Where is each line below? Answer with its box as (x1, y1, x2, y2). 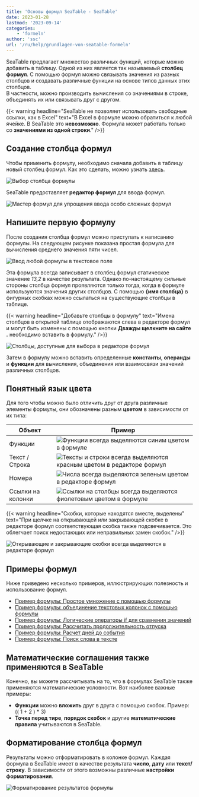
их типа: (6, 412, 27, 419)
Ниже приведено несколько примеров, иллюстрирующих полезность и (6, 580, 188, 587)
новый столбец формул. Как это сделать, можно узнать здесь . (6, 166, 165, 173)
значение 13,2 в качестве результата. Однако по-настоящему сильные (6, 275, 187, 282)
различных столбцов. (6, 366, 60, 374)
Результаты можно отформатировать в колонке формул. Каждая (6, 754, 171, 761)
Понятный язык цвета (6, 384, 92, 394)
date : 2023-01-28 (6, 14, 49, 20)
